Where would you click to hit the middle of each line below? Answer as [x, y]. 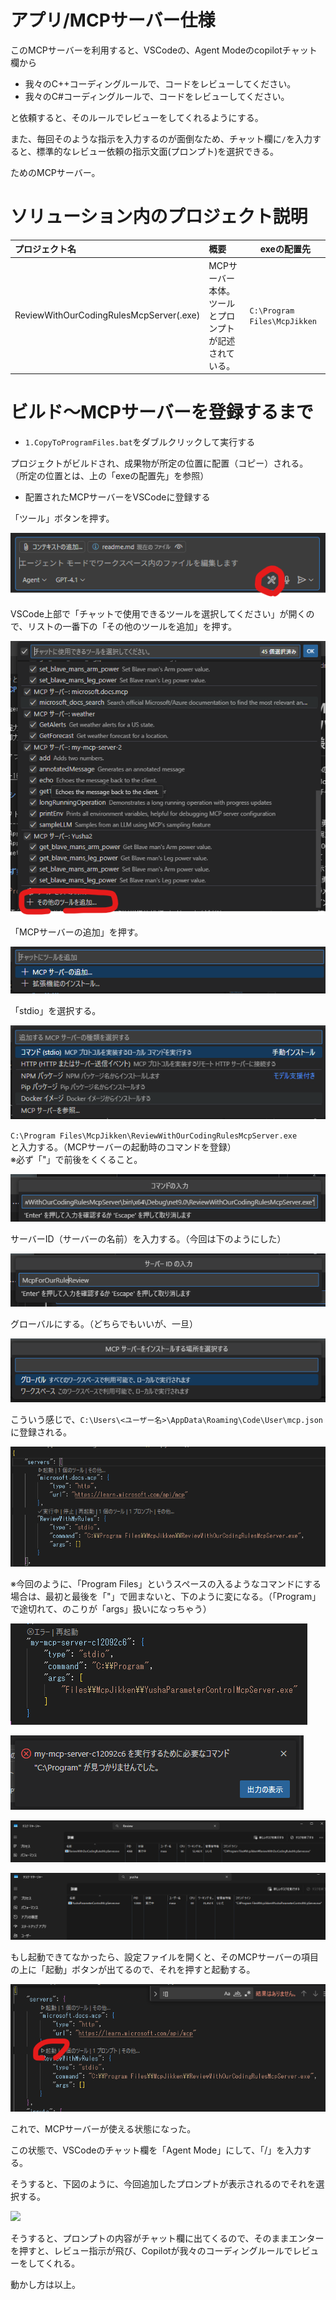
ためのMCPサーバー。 [55, 172]
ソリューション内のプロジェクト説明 [159, 217]
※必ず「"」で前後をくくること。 [76, 1159]
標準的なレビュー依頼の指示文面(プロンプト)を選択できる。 [157, 151]
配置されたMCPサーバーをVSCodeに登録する [117, 497]
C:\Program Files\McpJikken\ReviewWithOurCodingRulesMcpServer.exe [154, 1136]
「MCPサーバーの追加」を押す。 [77, 932]
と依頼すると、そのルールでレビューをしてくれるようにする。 [137, 117]
